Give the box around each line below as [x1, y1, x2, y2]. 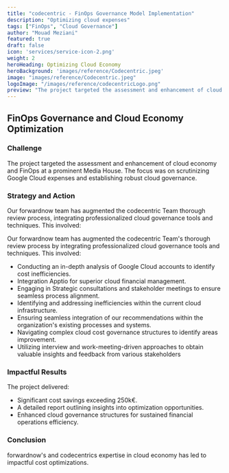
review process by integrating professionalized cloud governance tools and [7, 242, 220, 250]
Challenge [7, 144, 43, 153]
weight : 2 [7, 55, 36, 62]
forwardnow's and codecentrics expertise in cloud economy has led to [7, 451, 207, 459]
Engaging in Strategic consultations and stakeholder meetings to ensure [16, 285, 221, 293]
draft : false [7, 42, 45, 49]
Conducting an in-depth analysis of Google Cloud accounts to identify [16, 263, 215, 271]
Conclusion [7, 435, 47, 445]
